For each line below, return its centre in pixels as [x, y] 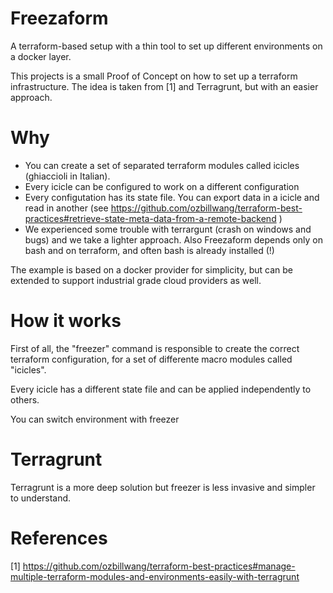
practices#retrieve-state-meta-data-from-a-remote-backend [150, 218]
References [59, 538]
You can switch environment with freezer [95, 419]
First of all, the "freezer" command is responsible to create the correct [155, 348]
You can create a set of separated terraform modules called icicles [162, 165]
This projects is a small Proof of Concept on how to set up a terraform [154, 76]
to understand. [41, 498]
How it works [66, 321]
